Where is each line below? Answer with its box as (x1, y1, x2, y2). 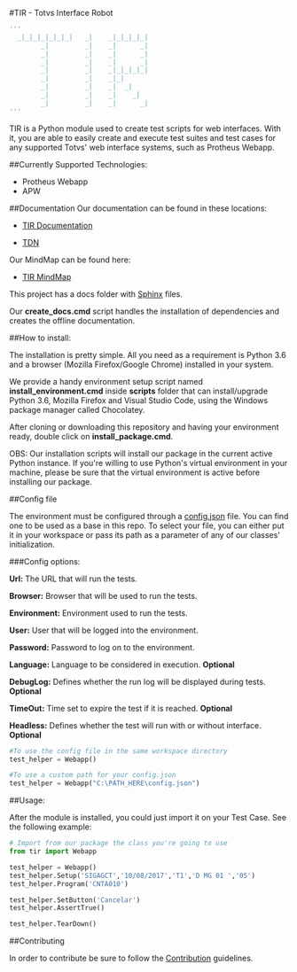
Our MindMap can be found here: (9, 254, 131, 265)
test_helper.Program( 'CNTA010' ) (9, 879, 129, 889)
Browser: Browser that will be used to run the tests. (9, 590, 198, 601)
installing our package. (9, 476, 93, 486)
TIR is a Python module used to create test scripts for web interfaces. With (9, 123, 282, 134)
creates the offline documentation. (9, 315, 136, 326)
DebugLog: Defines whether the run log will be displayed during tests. (9, 676, 266, 687)
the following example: (9, 821, 92, 832)
